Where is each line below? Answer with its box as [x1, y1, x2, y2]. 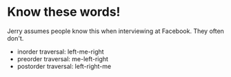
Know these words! [7, 4, 121, 20]
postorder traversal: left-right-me [17, 62, 112, 70]
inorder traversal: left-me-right [17, 47, 105, 56]
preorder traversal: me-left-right [17, 54, 109, 63]
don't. [7, 34, 24, 42]
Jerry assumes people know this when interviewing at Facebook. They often [7, 27, 224, 35]
